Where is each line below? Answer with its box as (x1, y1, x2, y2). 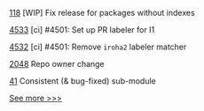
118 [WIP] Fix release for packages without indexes (9, 8, 195, 18)
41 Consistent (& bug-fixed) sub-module (9, 76, 157, 86)
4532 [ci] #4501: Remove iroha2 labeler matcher (9, 41, 187, 52)
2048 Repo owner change (9, 59, 105, 69)
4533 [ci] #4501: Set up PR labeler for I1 (9, 25, 155, 34)
